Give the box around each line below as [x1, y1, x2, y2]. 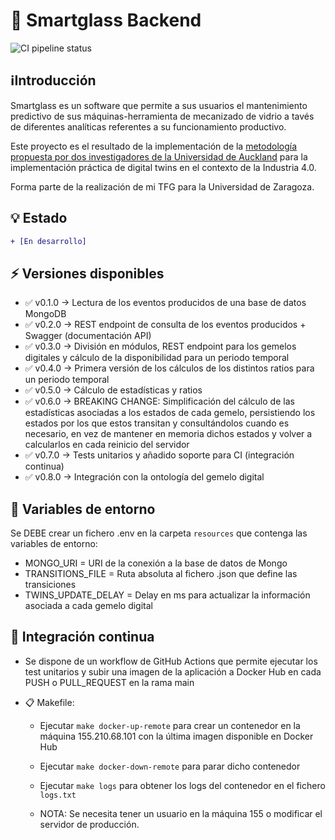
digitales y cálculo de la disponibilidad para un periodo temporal [24, 352, 290, 364]
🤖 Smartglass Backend [10, 9, 202, 32]
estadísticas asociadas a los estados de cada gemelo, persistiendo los [24, 407, 316, 419]
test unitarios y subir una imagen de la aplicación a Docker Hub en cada [24, 665, 322, 678]
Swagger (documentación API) [24, 330, 152, 342]
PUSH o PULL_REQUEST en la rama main [24, 676, 195, 688]
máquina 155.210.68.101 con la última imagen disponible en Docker [39, 730, 314, 742]
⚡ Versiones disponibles [10, 265, 165, 282]
